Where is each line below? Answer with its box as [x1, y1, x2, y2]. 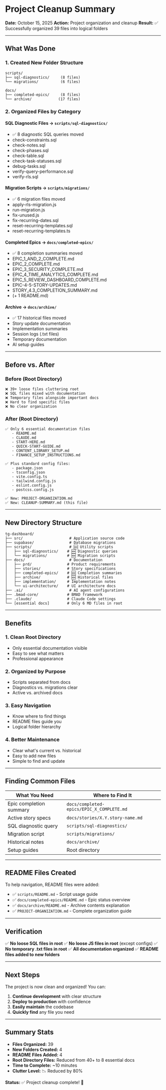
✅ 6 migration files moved [12, 196, 66, 202]
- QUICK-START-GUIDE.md [11, 444, 61, 449]
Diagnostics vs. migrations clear [12, 684, 78, 690]
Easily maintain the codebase [12, 1004, 74, 1010]
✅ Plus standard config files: [5, 462, 71, 467]
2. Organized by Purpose [5, 668, 66, 675]
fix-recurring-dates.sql [12, 217, 59, 223]
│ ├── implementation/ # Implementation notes [5, 579, 116, 584]
